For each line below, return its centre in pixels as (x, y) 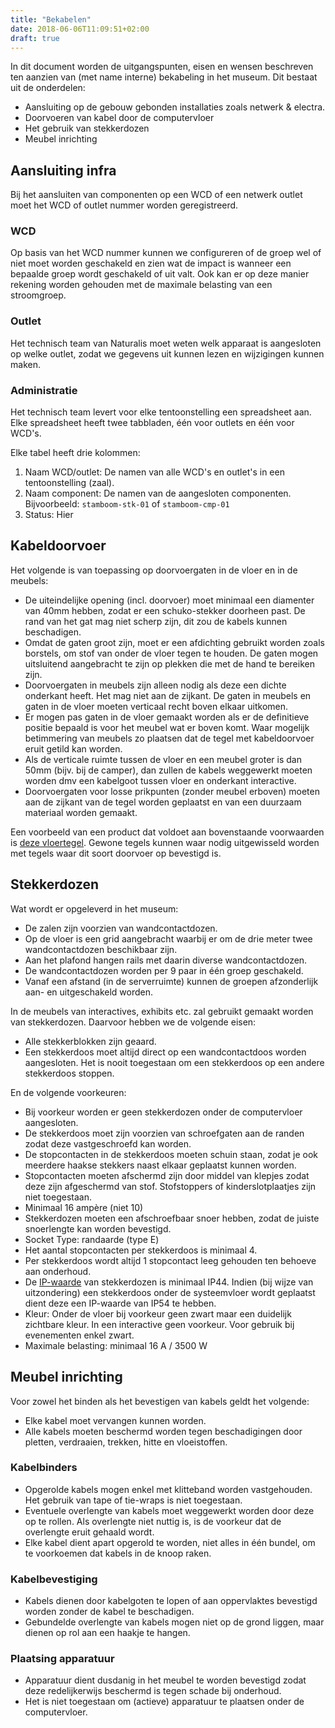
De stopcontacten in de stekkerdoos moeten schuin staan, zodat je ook (171, 1154)
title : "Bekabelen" (51, 19)
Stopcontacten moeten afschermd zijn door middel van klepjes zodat (167, 1175)
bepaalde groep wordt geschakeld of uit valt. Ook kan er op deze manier (160, 274)
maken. (25, 364)
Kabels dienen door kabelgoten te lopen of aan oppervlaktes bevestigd (171, 1601)
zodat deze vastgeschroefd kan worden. (108, 1143)
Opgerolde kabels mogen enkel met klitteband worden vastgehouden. (168, 1489)
